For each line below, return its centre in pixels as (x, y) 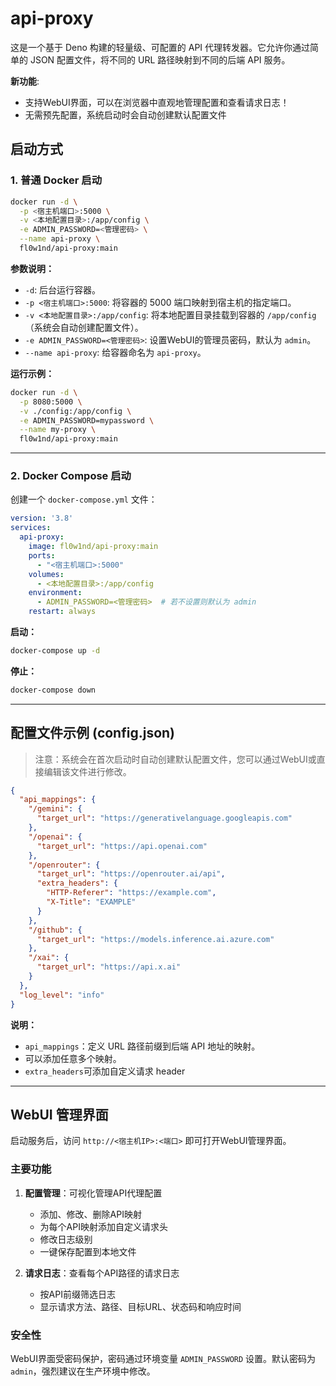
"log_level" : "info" (62, 995)
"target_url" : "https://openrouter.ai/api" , (131, 874)
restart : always (62, 612)
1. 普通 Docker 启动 (56, 180)
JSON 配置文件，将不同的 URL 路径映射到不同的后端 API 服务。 (160, 59)
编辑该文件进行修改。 (87, 771)
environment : (55, 593)
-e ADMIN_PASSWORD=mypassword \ (87, 420)
